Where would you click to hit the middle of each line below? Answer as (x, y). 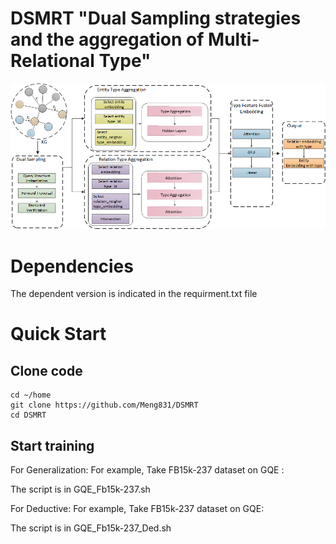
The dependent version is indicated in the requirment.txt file (134, 294)
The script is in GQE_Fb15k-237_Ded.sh (91, 528)
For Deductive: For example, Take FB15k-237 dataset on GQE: (137, 509)
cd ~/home (31, 395)
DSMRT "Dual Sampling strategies (156, 18)
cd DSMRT (28, 415)
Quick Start (58, 334)
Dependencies (72, 266)
